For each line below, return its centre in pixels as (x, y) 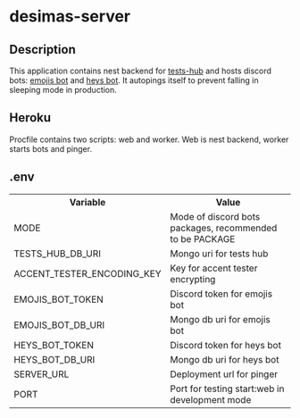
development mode (211, 399)
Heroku (30, 118)
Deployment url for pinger (224, 374)
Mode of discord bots (215, 216)
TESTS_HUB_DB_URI (57, 254)
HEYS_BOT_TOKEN (54, 345)
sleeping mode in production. (63, 90)
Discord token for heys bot (225, 345)
